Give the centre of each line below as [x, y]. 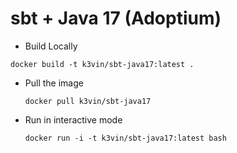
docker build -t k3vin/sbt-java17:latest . [102, 64]
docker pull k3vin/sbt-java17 [88, 101]
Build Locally [51, 46]
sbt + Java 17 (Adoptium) [116, 18]
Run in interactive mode [73, 119]
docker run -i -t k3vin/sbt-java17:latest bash [125, 138]
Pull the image [54, 83]
